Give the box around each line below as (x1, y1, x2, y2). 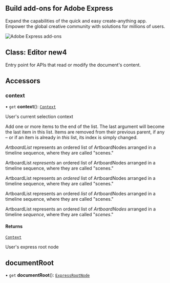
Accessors (5, 77, 41, 85)
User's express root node (5, 243, 59, 250)
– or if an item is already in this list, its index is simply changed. (5, 135, 138, 141)
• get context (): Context (5, 104, 56, 110)
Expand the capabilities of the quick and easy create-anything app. (5, 17, 147, 24)
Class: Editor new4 (5, 48, 67, 57)
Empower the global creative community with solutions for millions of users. (5, 23, 165, 29)
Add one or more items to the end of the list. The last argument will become (5, 123, 165, 130)
